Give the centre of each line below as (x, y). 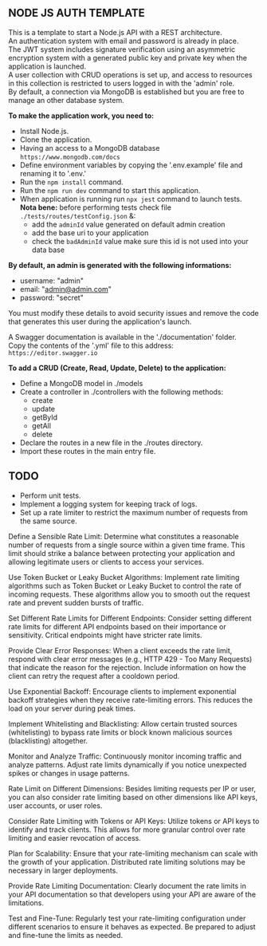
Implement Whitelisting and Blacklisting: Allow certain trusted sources (123, 723)
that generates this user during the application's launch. (100, 321)
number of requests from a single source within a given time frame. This (127, 545)
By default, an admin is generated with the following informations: (120, 265)
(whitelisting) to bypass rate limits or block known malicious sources (120, 732)
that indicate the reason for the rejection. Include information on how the (128, 667)
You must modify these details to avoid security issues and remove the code (133, 313)
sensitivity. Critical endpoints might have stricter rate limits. (105, 635)
